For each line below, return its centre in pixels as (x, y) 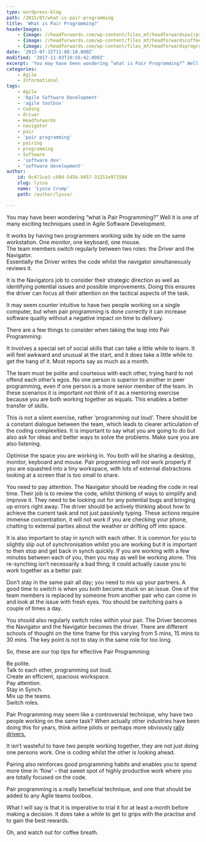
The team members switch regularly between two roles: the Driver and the (100, 248)
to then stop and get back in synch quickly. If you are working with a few (98, 551)
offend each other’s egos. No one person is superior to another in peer (96, 379)
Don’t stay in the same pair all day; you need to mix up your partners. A (96, 582)
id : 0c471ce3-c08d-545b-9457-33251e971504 (72, 177)
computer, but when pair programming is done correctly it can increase (97, 311)
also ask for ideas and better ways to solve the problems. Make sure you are (103, 437)
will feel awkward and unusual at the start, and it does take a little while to (100, 355)
